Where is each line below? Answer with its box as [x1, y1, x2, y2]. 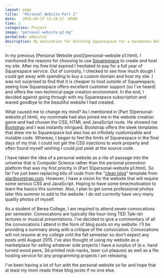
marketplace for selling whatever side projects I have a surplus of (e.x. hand [5, 242, 158, 248]
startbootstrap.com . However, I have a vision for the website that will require [5, 175, 159, 181]
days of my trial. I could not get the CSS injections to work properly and [5, 140, 149, 146]
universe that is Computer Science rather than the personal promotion [5, 160, 146, 165]
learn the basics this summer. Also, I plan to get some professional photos [5, 185, 154, 191]
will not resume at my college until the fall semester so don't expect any [5, 232, 149, 237]
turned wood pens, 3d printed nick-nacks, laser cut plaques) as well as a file [5, 247, 159, 253]
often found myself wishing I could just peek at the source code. [5, 145, 134, 151]
